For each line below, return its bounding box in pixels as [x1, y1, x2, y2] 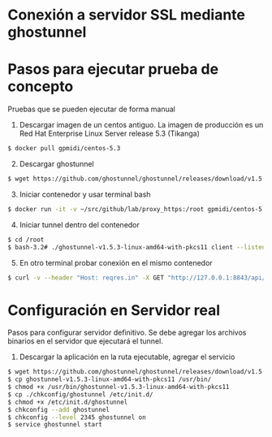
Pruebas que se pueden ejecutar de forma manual [7, 104, 175, 115]
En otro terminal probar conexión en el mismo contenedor [19, 257, 213, 267]
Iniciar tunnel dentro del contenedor [19, 219, 140, 229]
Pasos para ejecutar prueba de [7, 60, 219, 79]
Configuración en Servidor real [7, 301, 221, 319]
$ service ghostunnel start [7, 421, 103, 429]
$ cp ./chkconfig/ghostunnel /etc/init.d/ [7, 390, 153, 399]
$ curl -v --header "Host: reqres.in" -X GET [7, 274, 164, 282]
